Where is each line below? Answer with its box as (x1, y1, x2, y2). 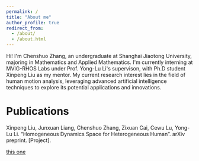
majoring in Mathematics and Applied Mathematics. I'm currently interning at (6, 59, 193, 66)
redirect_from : (6, 25, 44, 31)
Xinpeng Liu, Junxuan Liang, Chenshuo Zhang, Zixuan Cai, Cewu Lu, (6, 124, 174, 131)
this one (6, 148, 26, 155)
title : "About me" (6, 14, 52, 20)
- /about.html (11, 36, 46, 42)
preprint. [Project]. (6, 137, 52, 144)
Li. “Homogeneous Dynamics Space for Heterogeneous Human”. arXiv (14, 130, 185, 137)
